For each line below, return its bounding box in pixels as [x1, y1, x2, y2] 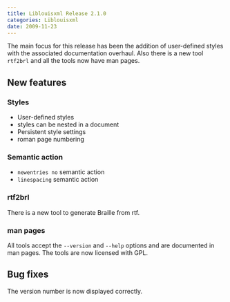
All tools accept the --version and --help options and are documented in [7, 241, 215, 249]
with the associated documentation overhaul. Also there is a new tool [7, 49, 204, 57]
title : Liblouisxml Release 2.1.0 [7, 10, 107, 17]
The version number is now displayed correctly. [7, 287, 143, 295]
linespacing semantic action [17, 176, 99, 184]
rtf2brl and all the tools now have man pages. [7, 57, 140, 65]
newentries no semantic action [17, 168, 105, 176]
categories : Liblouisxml [7, 17, 79, 23]
